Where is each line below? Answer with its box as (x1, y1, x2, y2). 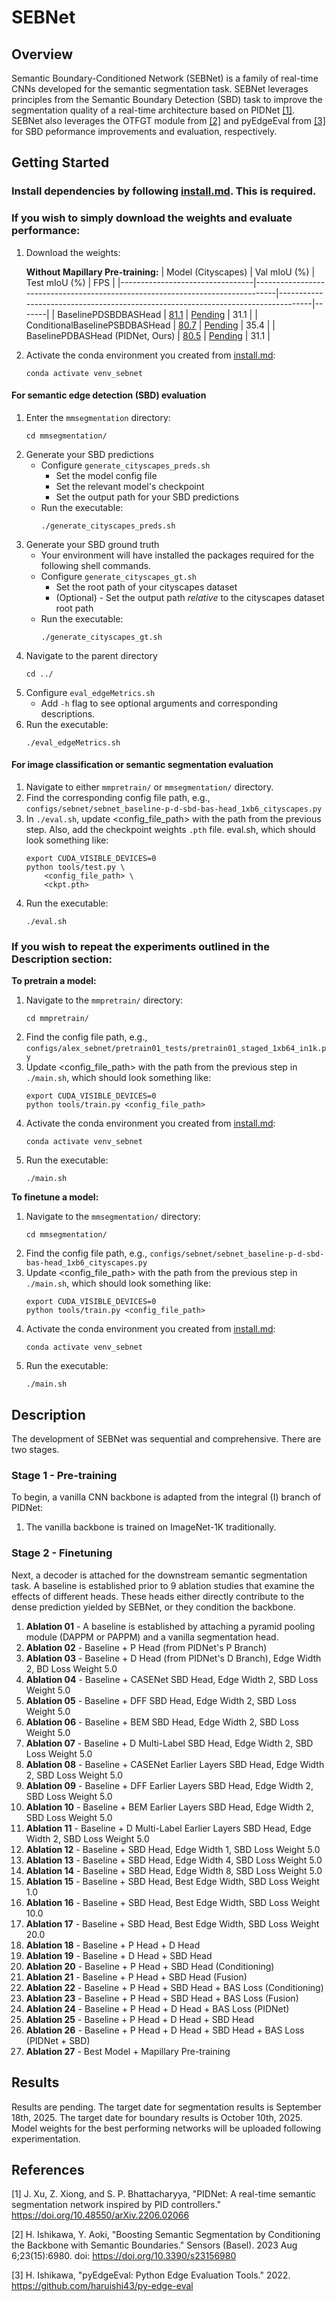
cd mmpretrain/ (25, 1014, 90, 1024)
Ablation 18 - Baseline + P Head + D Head (25, 1939, 201, 1951)
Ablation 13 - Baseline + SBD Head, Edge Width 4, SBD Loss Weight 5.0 (25, 1854, 323, 1866)
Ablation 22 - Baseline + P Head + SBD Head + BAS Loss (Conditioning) (25, 1981, 324, 1993)
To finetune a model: (11, 1191, 99, 1203)
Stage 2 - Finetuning (11, 1546, 113, 1560)
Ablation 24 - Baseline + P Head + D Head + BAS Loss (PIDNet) (25, 2002, 290, 2015)
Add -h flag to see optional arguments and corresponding (40, 697, 279, 709)
